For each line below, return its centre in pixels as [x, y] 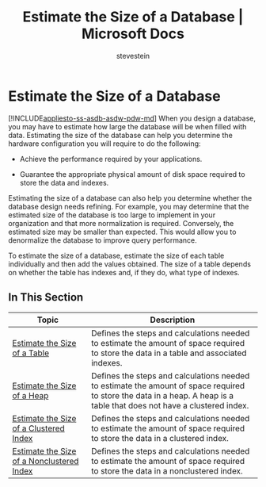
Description [173, 320]
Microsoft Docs [133, 34]
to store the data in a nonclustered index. [167, 470]
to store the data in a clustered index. [160, 438]
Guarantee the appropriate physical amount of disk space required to [132, 174]
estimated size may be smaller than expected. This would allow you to [122, 232]
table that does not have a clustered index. [170, 405]
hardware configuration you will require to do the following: [104, 144]
